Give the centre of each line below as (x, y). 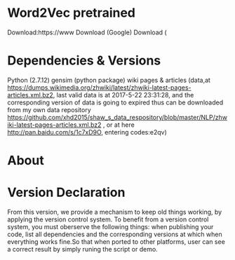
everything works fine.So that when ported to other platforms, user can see (116, 242)
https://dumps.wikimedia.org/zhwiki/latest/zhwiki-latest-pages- (99, 87)
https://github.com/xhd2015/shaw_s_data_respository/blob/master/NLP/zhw (117, 117)
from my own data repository (49, 109)
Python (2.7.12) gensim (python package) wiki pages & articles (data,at (109, 80)
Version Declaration (66, 192)
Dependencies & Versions (84, 61)
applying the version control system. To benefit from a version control (108, 219)
